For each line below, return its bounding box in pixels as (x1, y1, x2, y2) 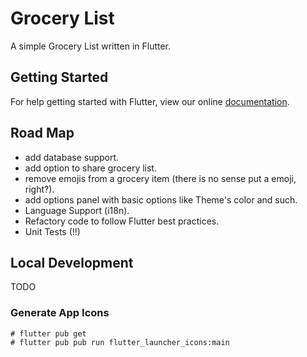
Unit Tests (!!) (24, 225, 81, 237)
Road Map (10, 125, 75, 142)
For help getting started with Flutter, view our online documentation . (10, 95, 290, 107)
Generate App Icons (10, 306, 110, 320)
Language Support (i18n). (24, 204, 130, 216)
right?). (24, 183, 55, 195)
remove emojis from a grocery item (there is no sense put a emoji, (24, 172, 297, 184)
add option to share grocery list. (24, 162, 157, 174)
